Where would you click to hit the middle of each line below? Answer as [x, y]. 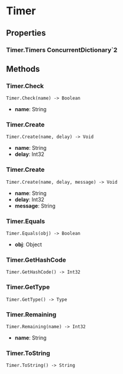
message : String [35, 206]
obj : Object [28, 244]
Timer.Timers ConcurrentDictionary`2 [62, 50]
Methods [23, 69]
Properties [26, 33]
